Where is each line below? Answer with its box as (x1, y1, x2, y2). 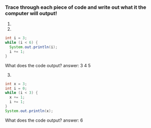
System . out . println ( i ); (9, 45, 57, 50)
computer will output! (5, 10, 57, 17)
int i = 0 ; (5, 86, 27, 91)
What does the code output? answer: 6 (5, 117, 83, 123)
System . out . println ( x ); (5, 109, 54, 113)
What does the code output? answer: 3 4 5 (5, 62, 91, 68)
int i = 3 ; (5, 36, 27, 40)
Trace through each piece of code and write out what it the (5, 4, 147, 11)
